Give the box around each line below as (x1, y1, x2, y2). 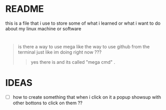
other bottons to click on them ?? (12, 100, 83, 106)
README (5, 3, 44, 15)
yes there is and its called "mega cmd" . (30, 59, 116, 65)
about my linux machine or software (5, 25, 81, 31)
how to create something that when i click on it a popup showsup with (12, 94, 161, 100)
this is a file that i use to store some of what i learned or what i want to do (5, 20, 161, 26)
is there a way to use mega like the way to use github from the (17, 44, 150, 50)
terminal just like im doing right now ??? (17, 49, 102, 56)
